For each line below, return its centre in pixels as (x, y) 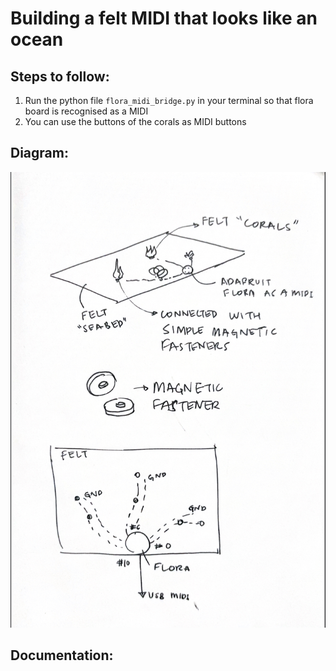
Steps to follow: (60, 76)
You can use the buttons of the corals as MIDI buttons (135, 121)
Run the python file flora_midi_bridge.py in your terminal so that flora (169, 100)
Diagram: (39, 153)
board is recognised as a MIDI (86, 111)
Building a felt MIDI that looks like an (164, 18)
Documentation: (62, 655)
